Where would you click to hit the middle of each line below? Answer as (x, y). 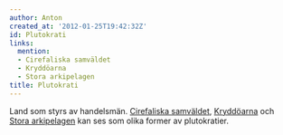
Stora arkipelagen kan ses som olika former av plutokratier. (119, 121)
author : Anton (36, 18)
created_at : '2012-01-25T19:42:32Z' (78, 26)
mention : (34, 52)
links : (22, 43)
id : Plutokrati (38, 34)
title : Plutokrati (44, 85)
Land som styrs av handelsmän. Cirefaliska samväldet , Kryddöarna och (142, 111)
